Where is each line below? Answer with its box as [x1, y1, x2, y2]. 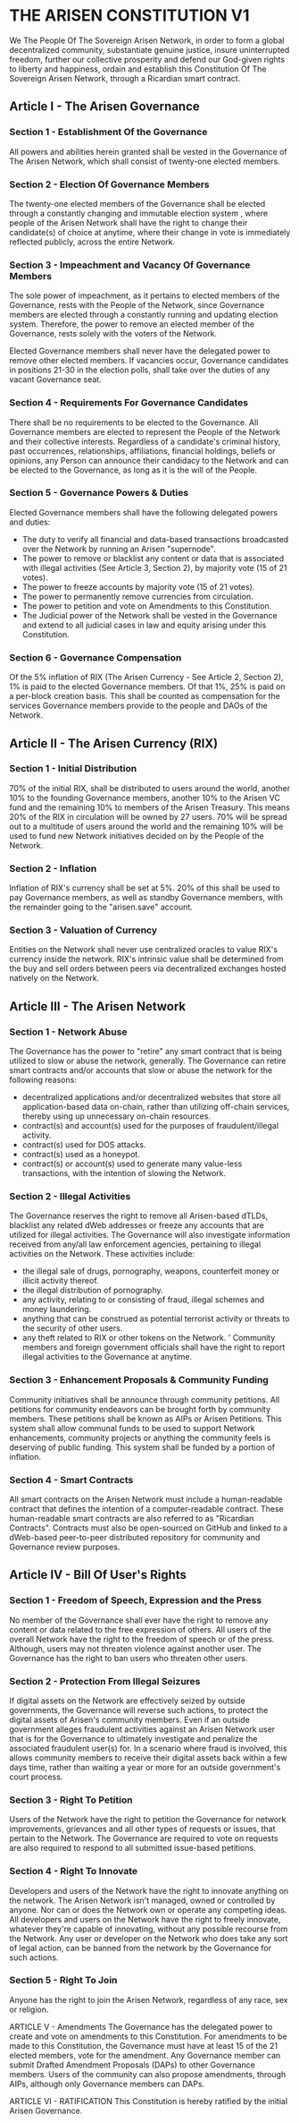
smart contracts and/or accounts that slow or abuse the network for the [9, 1065, 273, 1076]
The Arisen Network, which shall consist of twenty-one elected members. [9, 156, 281, 166]
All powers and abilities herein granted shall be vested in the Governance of [9, 146, 287, 157]
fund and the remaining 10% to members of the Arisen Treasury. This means [9, 802, 290, 813]
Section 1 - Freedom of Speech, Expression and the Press [9, 1594, 262, 1607]
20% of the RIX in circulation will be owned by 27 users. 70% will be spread [9, 811, 287, 822]
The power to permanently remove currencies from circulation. [21, 591, 254, 601]
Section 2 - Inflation [9, 862, 97, 874]
